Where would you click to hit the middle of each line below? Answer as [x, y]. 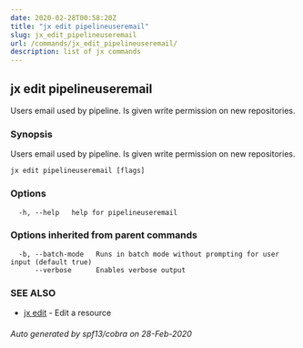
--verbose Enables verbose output [110, 270]
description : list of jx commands [76, 52]
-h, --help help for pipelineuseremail [98, 212]
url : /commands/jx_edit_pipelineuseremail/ [94, 43]
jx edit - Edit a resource [67, 313]
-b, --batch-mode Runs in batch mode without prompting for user [149, 254]
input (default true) [51, 262]
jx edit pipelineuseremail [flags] [78, 171]
